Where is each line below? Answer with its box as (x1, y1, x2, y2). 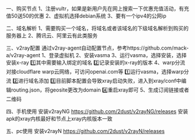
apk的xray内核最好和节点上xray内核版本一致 (6, 116, 113, 122)
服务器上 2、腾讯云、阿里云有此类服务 (6, 32, 98, 39)
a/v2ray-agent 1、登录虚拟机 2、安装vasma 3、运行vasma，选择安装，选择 (6, 52, 187, 58)
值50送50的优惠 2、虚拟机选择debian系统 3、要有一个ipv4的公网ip (6, 12, 166, 19)
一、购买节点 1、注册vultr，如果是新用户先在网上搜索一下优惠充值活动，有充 (6, 5, 190, 12)
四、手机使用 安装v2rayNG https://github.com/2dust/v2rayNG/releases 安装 (6, 108, 189, 115)
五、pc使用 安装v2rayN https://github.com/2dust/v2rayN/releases (6, 128, 165, 134)
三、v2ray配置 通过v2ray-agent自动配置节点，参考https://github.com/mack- (6, 44, 189, 51)
